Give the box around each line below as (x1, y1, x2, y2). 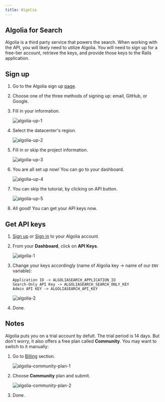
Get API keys (5, 220, 46, 229)
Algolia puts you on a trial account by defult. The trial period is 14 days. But (5, 333, 160, 339)
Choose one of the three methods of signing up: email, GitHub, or (12, 93, 147, 99)
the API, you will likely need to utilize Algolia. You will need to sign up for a (5, 45, 157, 51)
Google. (12, 98, 29, 105)
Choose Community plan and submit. (12, 372, 90, 378)
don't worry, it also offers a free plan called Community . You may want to (5, 338, 157, 344)
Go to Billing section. (12, 353, 55, 359)
